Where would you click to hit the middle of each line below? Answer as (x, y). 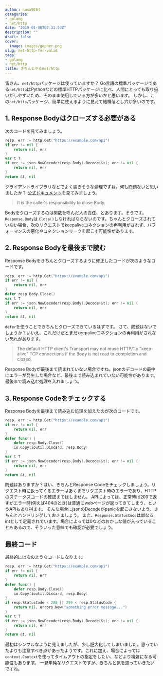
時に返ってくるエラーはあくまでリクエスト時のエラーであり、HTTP (89, 491)
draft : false (18, 37)
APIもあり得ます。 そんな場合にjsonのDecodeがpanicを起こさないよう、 (81, 509)
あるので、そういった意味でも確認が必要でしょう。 (64, 527)
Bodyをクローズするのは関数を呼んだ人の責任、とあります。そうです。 (76, 213)
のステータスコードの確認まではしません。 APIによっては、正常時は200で (79, 497)
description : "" (21, 32)
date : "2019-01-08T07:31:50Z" (36, 28)
